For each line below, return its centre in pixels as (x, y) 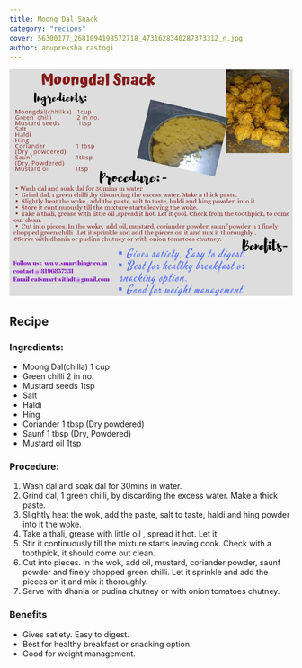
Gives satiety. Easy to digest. (76, 634)
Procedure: (35, 466)
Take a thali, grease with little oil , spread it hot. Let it (120, 534)
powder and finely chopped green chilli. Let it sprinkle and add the (145, 573)
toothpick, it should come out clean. (89, 553)
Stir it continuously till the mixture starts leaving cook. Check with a (147, 544)
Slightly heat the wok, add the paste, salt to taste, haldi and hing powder (156, 515)
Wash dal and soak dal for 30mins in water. (102, 486)
